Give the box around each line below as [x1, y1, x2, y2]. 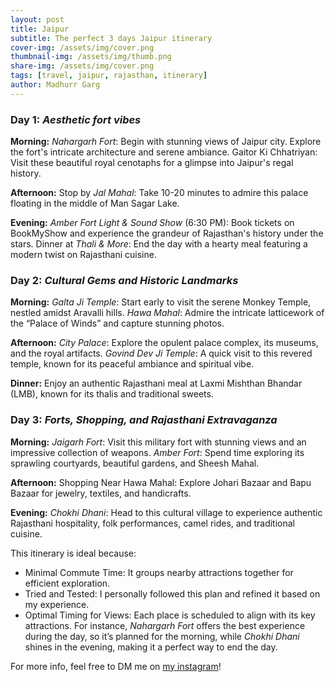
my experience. [24, 598, 90, 610]
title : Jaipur [10, 24, 70, 34]
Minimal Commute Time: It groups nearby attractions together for [24, 566, 294, 578]
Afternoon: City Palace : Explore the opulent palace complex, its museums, [10, 337, 319, 349]
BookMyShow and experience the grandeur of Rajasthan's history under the [10, 227, 324, 240]
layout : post [10, 14, 65, 25]
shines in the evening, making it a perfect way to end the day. [24, 641, 278, 653]
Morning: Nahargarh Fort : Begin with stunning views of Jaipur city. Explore [10, 136, 322, 148]
